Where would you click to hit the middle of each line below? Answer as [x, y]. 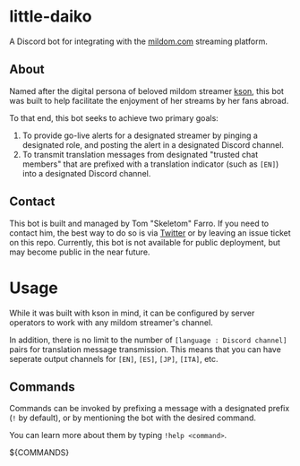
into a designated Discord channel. [86, 173]
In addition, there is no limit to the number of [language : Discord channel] [148, 340]
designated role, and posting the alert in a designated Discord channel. [153, 144]
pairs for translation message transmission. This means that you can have [146, 349]
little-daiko [51, 17]
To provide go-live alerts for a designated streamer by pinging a [140, 135]
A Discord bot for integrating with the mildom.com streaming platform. [139, 41]
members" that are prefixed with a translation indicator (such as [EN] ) [150, 164]
